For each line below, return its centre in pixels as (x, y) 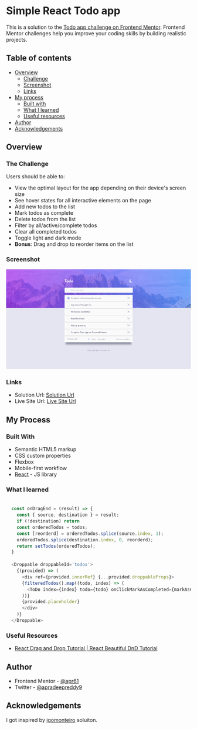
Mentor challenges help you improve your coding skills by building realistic (96, 33)
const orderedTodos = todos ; (52, 527)
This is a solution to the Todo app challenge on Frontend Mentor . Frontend (96, 27)
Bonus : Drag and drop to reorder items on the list (74, 244)
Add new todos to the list (45, 207)
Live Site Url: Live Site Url (45, 401)
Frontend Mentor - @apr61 (47, 681)
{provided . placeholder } (51, 602)
